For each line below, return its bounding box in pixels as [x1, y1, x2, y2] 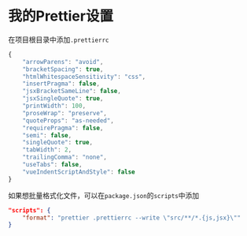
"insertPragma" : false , [22, 80, 101, 88]
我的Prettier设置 [8, 7, 114, 25]
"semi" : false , [22, 131, 72, 139]
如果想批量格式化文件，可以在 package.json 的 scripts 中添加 [8, 190, 200, 200]
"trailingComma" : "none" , [22, 153, 108, 162]
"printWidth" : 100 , [22, 102, 87, 111]
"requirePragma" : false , [22, 124, 104, 132]
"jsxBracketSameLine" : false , [22, 88, 122, 96]
